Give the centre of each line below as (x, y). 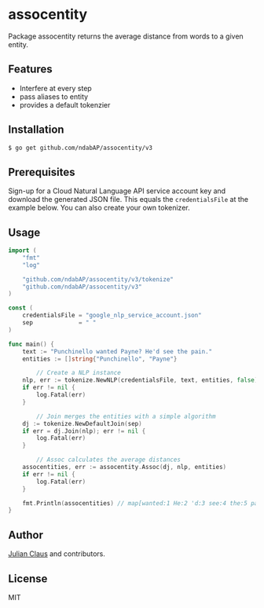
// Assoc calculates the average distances (108, 460)
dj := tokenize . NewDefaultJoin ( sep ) (82, 423)
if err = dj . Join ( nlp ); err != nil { (84, 431)
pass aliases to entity (54, 97)
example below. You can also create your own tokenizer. (99, 208)
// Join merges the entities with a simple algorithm (126, 416)
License (28, 579)
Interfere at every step (55, 88)
